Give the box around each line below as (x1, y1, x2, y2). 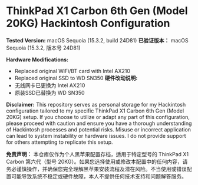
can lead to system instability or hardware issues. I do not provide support (6, 132, 186, 139)
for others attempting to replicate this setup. (6, 138, 113, 146)
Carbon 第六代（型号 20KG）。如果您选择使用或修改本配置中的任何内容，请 (6, 158, 188, 165)
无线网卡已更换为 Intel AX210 (14, 81, 85, 89)
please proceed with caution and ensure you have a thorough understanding (6, 120, 192, 127)
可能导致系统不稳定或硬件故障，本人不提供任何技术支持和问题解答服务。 (11, 173, 187, 180)
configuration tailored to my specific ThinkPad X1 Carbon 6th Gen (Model (6, 107, 184, 114)
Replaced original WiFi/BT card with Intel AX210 (14, 67, 131, 74)
